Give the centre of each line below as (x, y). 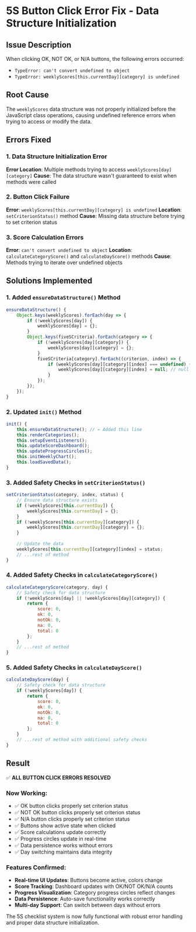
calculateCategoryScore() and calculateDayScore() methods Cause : (89, 257)
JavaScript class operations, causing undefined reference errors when (91, 115)
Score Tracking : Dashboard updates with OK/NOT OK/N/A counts (94, 886)
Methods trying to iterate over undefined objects (64, 262)
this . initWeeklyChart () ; (47, 457)
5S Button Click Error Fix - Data (83, 11)
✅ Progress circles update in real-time (60, 838)
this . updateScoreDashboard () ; (53, 446)
